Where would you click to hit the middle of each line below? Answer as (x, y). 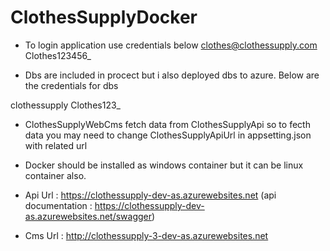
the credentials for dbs (71, 85)
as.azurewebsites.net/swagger (88, 216)
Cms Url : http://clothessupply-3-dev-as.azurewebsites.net (146, 235)
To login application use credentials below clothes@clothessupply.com (171, 45)
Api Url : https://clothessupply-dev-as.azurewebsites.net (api (150, 195)
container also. (55, 175)
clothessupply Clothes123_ (65, 105)
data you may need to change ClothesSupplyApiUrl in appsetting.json (168, 135)
